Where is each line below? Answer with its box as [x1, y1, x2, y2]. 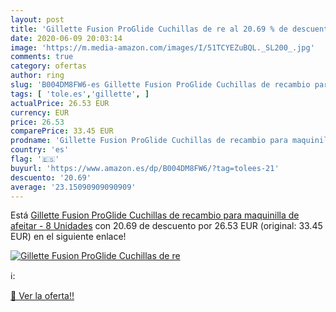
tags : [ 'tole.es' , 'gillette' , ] [10, 89, 150, 99]
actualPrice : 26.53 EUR [10, 98, 110, 108]
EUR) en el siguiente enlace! [10, 231, 127, 243]
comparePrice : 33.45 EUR [10, 126, 114, 136]
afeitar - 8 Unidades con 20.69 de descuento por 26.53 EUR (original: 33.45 [10, 220, 323, 232]
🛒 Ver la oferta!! [10, 290, 75, 302]
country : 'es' [10, 145, 70, 155]
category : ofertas [10, 61, 87, 71]
